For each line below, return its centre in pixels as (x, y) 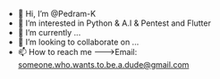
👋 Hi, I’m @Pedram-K (57, 14)
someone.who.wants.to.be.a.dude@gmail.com (103, 65)
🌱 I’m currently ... (49, 32)
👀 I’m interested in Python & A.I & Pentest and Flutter (114, 23)
